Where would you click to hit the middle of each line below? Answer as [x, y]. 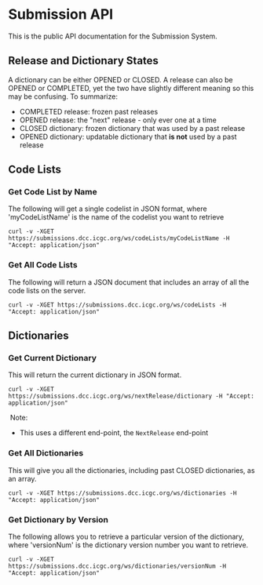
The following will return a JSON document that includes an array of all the [129, 282]
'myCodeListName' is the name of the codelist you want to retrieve [116, 217]
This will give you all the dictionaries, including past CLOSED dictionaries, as [131, 470]
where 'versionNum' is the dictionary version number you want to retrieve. [128, 545]
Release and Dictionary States [84, 61]
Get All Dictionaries [46, 453]
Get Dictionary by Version [58, 519]
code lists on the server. [47, 290]
